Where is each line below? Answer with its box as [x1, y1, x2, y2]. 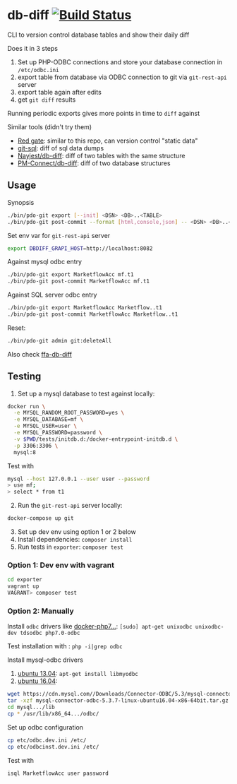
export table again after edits [17, 88, 102, 96]
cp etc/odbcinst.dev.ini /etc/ [7, 743, 99, 750]
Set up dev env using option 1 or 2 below [17, 528, 136, 536]
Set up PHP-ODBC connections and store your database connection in [17, 57, 223, 66]
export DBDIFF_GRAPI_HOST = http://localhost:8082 [7, 244, 153, 252]
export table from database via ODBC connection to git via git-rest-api [17, 73, 227, 81]
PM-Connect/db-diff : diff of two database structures [17, 159, 171, 167]
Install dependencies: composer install [17, 535, 133, 544]
